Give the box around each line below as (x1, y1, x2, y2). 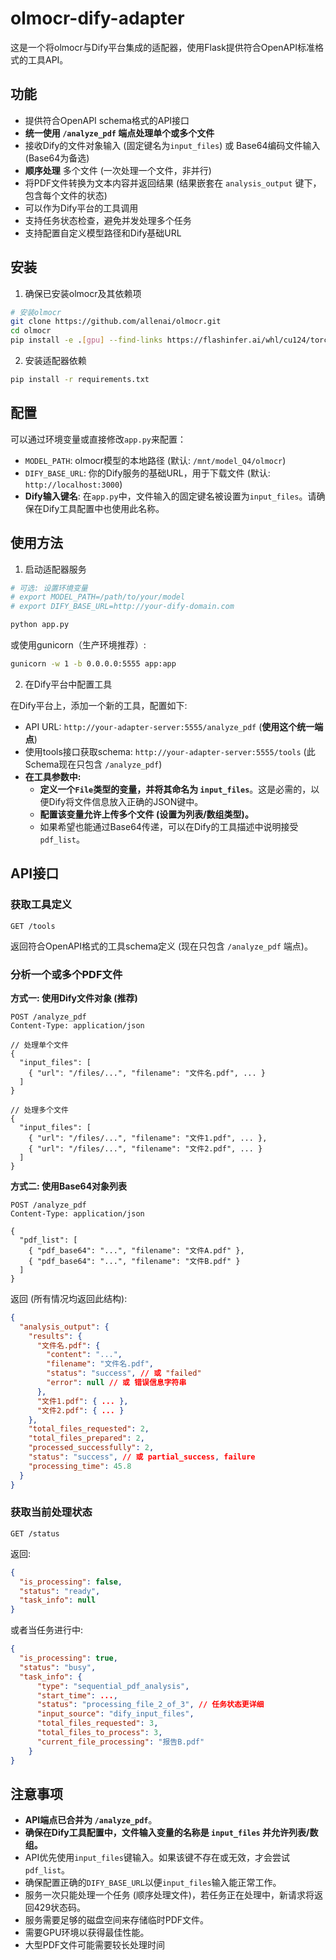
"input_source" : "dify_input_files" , (36, 1709, 195, 1719)
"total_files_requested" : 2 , (28, 1424, 150, 1434)
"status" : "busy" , (19, 1662, 97, 1672)
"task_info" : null (19, 1595, 97, 1606)
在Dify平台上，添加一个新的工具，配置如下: (10, 699, 188, 711)
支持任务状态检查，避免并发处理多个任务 (24, 214, 192, 226)
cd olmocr (10, 326, 52, 336)
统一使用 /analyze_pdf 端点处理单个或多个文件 (24, 127, 215, 139)
